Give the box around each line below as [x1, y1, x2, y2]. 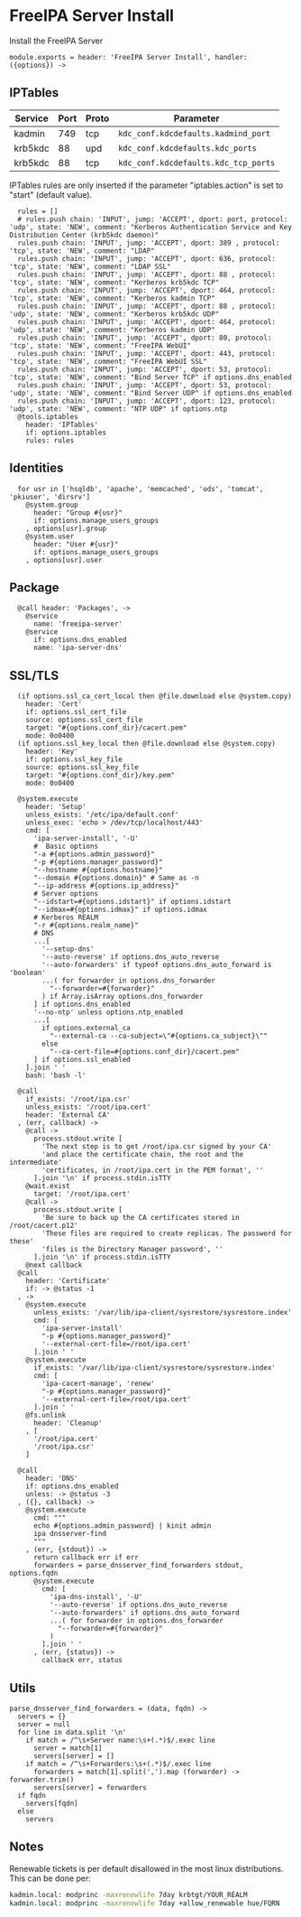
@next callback [25, 1261, 83, 1270]
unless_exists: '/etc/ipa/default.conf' [25, 810, 179, 820]
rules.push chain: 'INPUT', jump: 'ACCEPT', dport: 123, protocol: [17, 396, 277, 405]
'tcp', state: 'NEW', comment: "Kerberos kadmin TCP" [9, 293, 216, 302]
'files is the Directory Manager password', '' [41, 1245, 223, 1254]
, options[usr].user [25, 555, 103, 564]
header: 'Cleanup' [32, 1419, 103, 1428]
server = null [17, 1720, 70, 1729]
